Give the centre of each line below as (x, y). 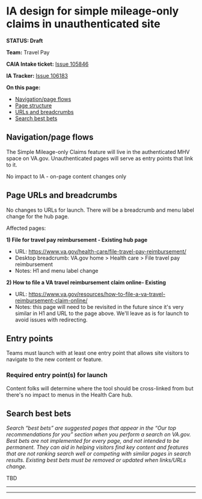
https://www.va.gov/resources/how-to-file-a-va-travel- (97, 294)
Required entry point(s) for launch (57, 375)
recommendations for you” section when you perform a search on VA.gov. (99, 434)
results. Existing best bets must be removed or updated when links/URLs (96, 460)
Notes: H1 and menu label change (57, 270)
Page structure (33, 105)
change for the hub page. (38, 216)
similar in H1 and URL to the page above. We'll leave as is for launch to (102, 313)
